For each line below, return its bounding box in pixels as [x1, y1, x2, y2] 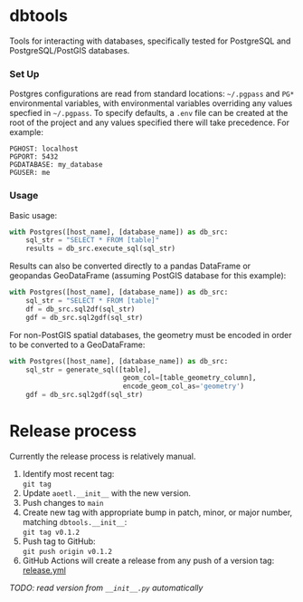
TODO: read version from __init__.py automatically [9, 582, 204, 593]
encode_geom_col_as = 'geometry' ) [122, 382, 245, 391]
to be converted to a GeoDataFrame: [9, 339, 146, 350]
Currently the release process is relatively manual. [9, 451, 196, 461]
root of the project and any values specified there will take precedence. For [9, 117, 289, 128]
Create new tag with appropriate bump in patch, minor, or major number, [22, 507, 293, 518]
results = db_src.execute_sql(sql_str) [25, 244, 176, 254]
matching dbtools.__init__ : [22, 516, 128, 527]
